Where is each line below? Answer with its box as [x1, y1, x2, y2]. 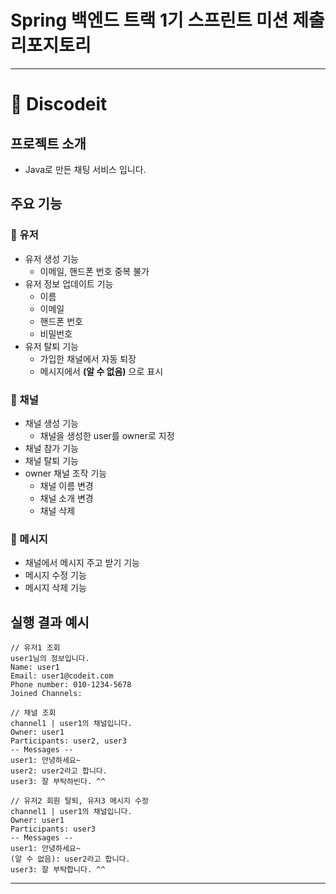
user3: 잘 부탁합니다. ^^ [10, 865, 106, 875]
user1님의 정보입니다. [10, 654, 90, 664]
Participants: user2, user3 [10, 736, 128, 746]
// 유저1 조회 [10, 643, 61, 653]
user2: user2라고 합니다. [10, 766, 108, 776]
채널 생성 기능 [24, 417, 79, 429]
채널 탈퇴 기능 [24, 454, 79, 466]
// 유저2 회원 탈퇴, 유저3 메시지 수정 [10, 796, 149, 806]
